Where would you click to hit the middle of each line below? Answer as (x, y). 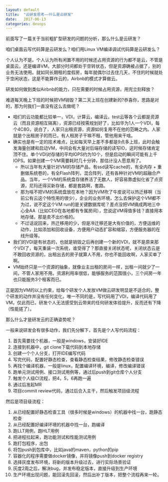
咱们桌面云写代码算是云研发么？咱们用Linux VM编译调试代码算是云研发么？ (83, 49)
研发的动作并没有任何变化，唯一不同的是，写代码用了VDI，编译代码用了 (84, 296)
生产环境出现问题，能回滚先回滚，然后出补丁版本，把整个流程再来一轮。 (87, 475)
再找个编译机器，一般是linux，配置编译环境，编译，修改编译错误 (79, 366)
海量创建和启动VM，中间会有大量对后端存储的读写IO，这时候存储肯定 (88, 148)
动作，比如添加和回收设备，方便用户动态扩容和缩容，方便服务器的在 (90, 229)
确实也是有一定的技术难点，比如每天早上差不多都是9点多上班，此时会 (84, 142)
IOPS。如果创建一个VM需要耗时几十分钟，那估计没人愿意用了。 (78, 161)
